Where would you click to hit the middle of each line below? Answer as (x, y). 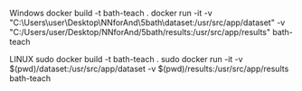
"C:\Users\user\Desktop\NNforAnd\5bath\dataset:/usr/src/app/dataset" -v (147, 23)
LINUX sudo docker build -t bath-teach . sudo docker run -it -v (126, 59)
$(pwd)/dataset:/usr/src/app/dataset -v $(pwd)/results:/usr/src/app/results (149, 68)
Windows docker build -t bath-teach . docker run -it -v (111, 13)
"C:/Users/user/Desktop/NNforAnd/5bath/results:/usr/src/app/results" (140, 32)
